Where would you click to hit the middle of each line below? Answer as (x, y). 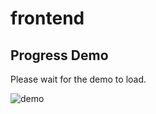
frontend (47, 18)
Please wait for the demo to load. (78, 79)
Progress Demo (59, 55)
